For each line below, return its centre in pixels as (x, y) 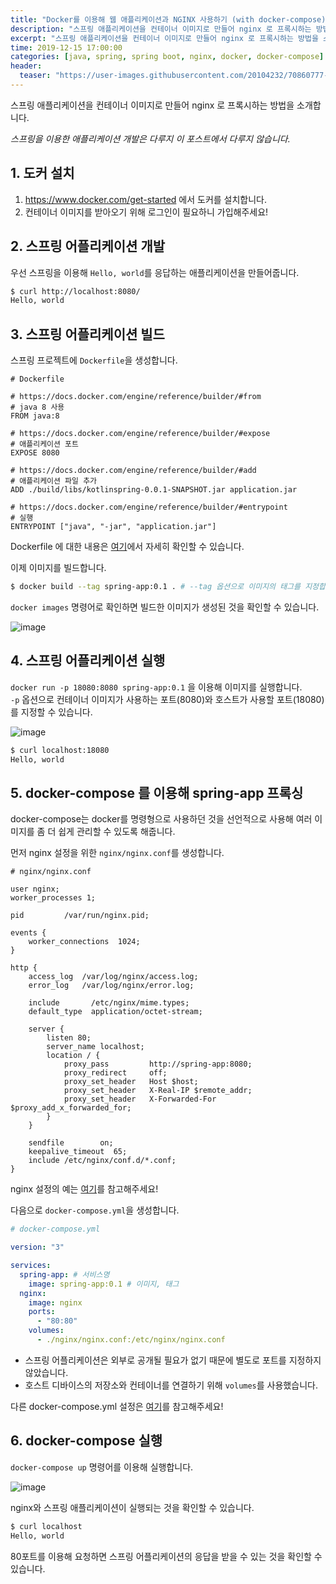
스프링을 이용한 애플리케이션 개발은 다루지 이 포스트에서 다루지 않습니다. (150, 138)
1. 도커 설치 (42, 173)
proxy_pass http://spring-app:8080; (158, 1064)
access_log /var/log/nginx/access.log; (113, 977)
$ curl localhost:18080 (60, 750)
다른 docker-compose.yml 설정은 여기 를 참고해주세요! (117, 1406)
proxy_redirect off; (115, 1073)
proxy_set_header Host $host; (131, 1082)
